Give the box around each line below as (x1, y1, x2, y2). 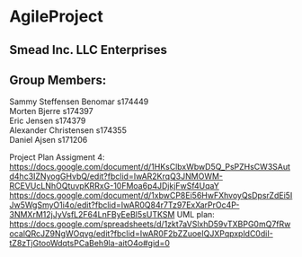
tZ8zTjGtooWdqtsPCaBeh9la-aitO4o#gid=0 (9, 238, 171, 249)
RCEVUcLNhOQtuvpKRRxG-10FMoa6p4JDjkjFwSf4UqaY (9, 181, 220, 191)
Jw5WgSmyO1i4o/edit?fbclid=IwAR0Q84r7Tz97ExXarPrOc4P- (9, 199, 240, 210)
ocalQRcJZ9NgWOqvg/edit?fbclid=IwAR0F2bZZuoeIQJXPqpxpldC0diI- (9, 228, 274, 239)
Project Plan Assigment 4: (9, 152, 105, 163)
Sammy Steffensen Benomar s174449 (9, 96, 149, 107)
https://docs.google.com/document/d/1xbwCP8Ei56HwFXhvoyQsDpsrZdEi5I (9, 191, 293, 201)
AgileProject (9, 6, 103, 27)
